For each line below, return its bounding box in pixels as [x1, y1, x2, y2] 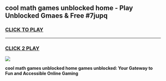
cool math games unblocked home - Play [5, 4, 133, 12]
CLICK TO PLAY [5, 27, 43, 33]
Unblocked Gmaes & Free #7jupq [5, 12, 108, 20]
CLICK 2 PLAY [5, 45, 40, 52]
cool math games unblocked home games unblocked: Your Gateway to [5, 65, 153, 71]
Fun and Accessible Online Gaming [5, 70, 79, 76]
